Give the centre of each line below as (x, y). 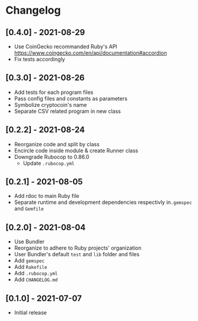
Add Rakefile (31, 267)
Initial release (30, 313)
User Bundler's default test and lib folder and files (77, 254)
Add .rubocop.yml (36, 273)
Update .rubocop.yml (49, 163)
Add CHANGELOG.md (36, 279)
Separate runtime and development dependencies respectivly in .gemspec (103, 202)
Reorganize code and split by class (57, 144)
